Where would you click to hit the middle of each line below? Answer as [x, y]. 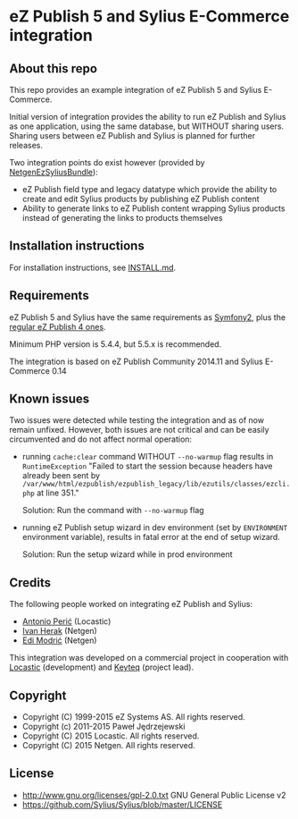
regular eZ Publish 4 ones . [58, 326]
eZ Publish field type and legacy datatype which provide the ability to [149, 189]
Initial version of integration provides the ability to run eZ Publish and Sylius [148, 117]
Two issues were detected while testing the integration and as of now [137, 420]
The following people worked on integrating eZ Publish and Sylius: [131, 604]
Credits [30, 583]
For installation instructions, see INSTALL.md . [93, 267]
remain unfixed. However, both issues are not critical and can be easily [139, 430]
